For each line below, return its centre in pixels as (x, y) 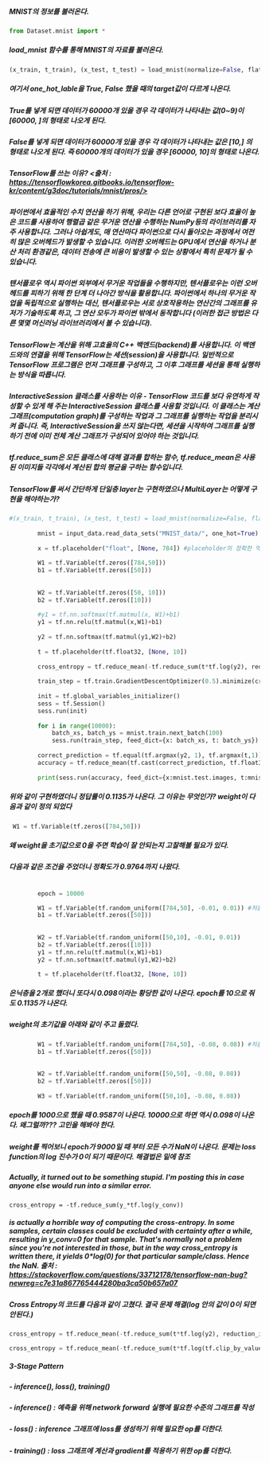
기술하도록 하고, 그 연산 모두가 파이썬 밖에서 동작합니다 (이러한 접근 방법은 (136, 313)
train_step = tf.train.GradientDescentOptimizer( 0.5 (127, 681)
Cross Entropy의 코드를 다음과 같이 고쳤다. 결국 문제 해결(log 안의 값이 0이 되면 (133, 1304)
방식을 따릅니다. (42, 374)
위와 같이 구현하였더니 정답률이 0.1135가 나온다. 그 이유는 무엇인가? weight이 (128, 797)
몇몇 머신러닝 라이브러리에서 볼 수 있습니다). (85, 323)
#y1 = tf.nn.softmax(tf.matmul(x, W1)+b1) (109, 615)
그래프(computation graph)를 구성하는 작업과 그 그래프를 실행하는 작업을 (123, 415)
